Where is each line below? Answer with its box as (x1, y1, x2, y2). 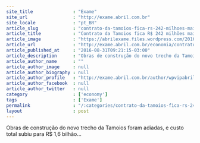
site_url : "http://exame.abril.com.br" (6, 14, 151, 20)
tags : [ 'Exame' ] (6, 97, 102, 103)
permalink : (6, 102, 76, 109)
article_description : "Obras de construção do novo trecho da (6, 53, 180, 59)
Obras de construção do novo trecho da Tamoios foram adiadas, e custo (6, 124, 185, 131)
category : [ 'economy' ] (6, 91, 108, 97)
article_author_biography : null (6, 69, 89, 75)
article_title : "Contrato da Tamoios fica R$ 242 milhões (6, 31, 185, 37)
